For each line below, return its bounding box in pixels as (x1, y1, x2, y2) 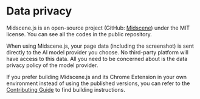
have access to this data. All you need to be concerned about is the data (6, 55, 188, 62)
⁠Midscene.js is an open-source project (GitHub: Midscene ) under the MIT (6, 24, 190, 31)
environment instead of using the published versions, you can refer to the (6, 80, 190, 87)
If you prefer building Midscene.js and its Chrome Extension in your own (6, 73, 187, 80)
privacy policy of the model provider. (6, 62, 98, 69)
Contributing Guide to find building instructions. (6, 86, 126, 93)
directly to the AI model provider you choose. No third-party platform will (6, 48, 188, 56)
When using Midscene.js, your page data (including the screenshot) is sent (6, 42, 195, 49)
